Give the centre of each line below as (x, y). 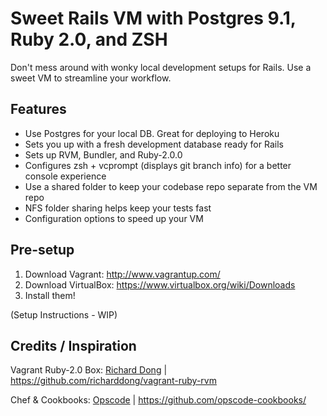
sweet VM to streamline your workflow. (91, 78)
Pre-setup (42, 250)
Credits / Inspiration (73, 345)
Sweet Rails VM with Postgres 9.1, (153, 18)
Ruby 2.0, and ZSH (89, 39)
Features (38, 109)
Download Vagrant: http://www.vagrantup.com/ (122, 274)
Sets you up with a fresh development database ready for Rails (154, 144)
